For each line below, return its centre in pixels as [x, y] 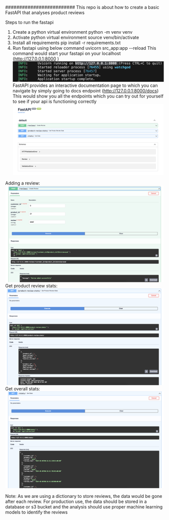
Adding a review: [23, 183]
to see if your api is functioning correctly [55, 101]
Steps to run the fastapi [29, 22]
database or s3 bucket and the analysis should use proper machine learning [84, 507]
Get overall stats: [23, 388]
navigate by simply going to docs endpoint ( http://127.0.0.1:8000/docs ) [86, 91]
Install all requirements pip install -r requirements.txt [66, 43]
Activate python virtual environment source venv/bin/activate [76, 37]
